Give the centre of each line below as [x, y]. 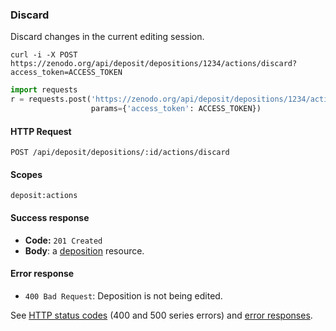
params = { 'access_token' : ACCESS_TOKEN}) [176, 109]
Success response [50, 217]
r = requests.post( [51, 99]
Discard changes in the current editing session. [107, 37]
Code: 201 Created [63, 240]
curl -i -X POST [44, 55]
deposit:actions [44, 196]
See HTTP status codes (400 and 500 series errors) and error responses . [161, 315]
